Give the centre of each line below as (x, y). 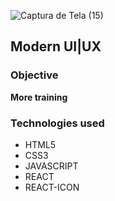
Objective (34, 75)
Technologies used (57, 123)
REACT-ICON (52, 187)
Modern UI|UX (56, 46)
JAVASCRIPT (51, 166)
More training (39, 97)
